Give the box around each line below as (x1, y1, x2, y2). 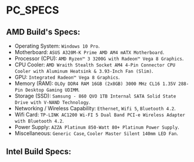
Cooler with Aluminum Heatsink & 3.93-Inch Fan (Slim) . (14, 67, 154, 74)
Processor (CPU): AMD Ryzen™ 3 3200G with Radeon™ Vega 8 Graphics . (14, 55, 184, 62)
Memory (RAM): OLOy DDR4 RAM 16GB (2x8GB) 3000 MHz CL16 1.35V (14, 80, 176, 87)
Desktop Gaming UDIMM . (25, 86, 80, 93)
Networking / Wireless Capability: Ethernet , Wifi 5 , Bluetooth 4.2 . (14, 105, 176, 112)
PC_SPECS (6, 4, 59, 17)
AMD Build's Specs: (6, 27, 81, 37)
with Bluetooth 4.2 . (14, 117, 64, 124)
